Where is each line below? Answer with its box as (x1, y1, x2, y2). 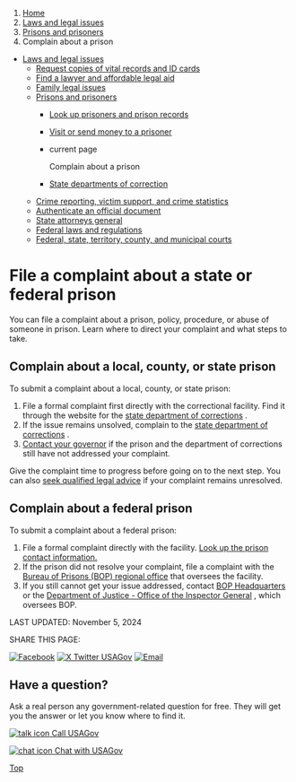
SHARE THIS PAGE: (9, 634, 81, 645)
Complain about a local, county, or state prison (9, 359, 276, 375)
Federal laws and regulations (35, 224, 143, 235)
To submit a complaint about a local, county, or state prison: (9, 383, 231, 394)
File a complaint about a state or (9, 265, 253, 286)
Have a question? (9, 677, 109, 692)
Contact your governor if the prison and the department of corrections (22, 439, 283, 449)
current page (48, 143, 98, 154)
